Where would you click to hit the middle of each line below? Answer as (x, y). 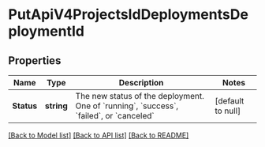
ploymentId (47, 31)
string (56, 106)
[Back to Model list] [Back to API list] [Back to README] (99, 135)
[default (230, 101)
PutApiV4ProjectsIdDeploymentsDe (128, 15)
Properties (35, 60)
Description (141, 83)
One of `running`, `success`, (127, 106)
